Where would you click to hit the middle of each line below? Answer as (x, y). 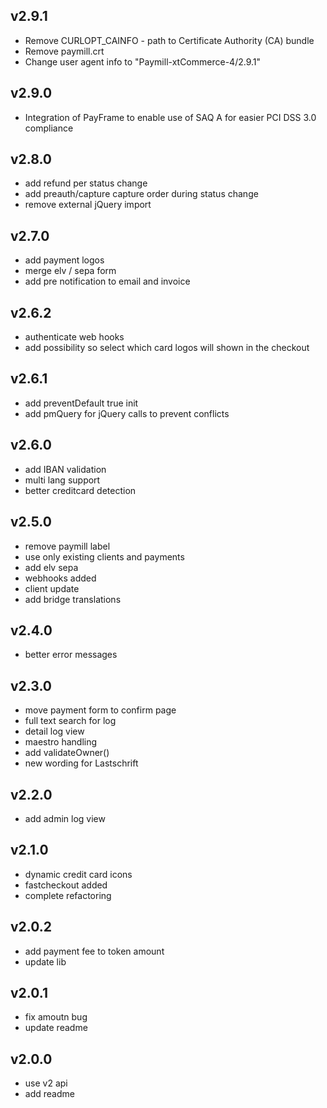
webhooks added (60, 578)
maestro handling (61, 742)
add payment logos (64, 260)
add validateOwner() (67, 753)
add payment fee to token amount (94, 951)
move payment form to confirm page (100, 710)
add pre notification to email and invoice (107, 281)
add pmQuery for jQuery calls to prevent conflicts (127, 413)
